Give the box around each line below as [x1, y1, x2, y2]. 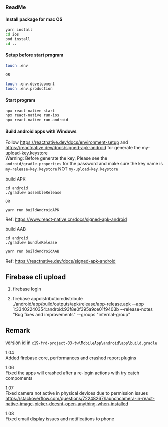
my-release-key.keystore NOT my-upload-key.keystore [5, 166, 118, 172]
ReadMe [5, 4, 26, 11]
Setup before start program [5, 52, 64, 58]
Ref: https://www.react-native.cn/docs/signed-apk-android [5, 216, 127, 222]
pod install [5, 36, 30, 41]
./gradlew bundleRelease [5, 240, 57, 245]
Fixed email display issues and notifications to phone [5, 416, 114, 422]
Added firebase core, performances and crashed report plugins [5, 355, 136, 361]
